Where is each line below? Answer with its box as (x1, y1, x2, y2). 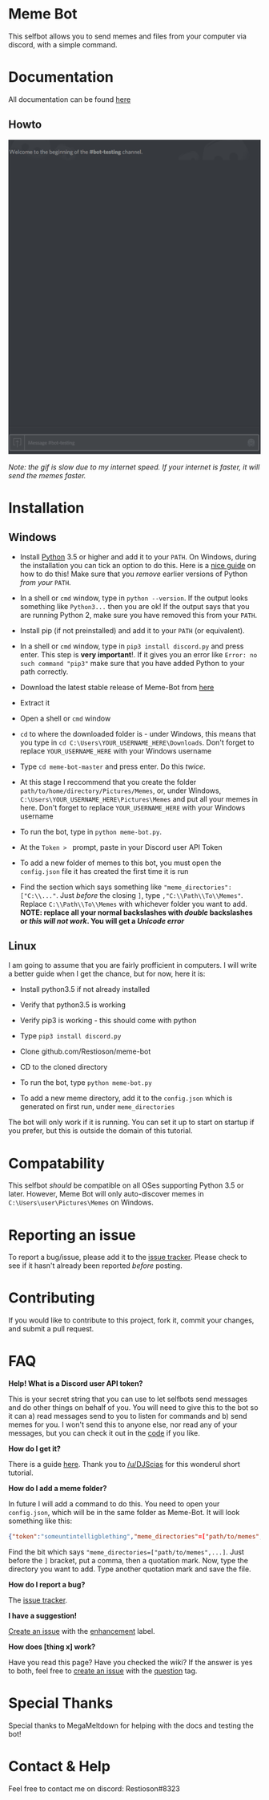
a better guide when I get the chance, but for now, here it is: (8, 969, 206, 979)
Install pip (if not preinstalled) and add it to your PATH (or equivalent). (19, 625, 246, 635)
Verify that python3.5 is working (19, 1000, 126, 1010)
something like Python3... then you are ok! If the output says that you (19, 601, 250, 611)
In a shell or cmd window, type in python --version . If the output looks (19, 593, 248, 603)
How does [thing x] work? (8, 1642, 96, 1652)
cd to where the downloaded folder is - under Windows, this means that (19, 729, 256, 738)
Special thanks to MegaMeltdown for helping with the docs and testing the (8, 1721, 254, 1730)
